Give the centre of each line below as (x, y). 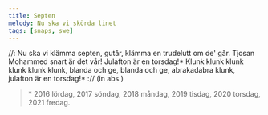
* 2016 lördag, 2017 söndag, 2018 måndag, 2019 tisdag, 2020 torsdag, (144, 94)
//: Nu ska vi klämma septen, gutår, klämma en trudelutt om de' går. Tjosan (132, 54)
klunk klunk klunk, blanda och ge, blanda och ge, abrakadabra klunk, (122, 70)
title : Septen (32, 16)
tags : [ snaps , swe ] (41, 30)
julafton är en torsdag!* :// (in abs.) (66, 79)
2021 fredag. (49, 103)
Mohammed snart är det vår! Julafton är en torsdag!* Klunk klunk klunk (126, 61)
